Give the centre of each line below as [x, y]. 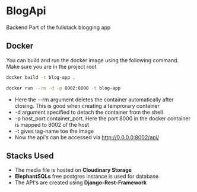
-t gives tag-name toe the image [54, 131]
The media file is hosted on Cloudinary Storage [73, 170]
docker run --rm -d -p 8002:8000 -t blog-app [63, 88]
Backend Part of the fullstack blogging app [58, 27]
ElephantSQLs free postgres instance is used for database [87, 177]
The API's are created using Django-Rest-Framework [81, 183]
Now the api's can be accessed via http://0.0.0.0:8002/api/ [87, 137]
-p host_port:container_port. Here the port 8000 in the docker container [103, 118]
